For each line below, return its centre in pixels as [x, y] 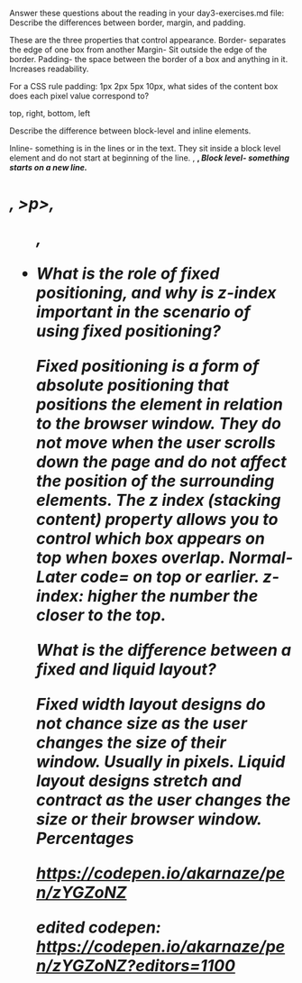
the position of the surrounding [155, 481]
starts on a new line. [48, 167]
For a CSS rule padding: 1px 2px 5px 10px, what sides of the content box [144, 86]
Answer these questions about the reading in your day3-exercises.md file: [147, 13]
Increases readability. [49, 69]
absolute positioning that [133, 386]
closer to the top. [101, 616]
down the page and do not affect [161, 462]
